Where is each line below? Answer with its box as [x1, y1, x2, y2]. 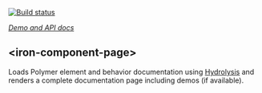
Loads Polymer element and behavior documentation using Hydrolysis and [8, 67, 255, 76]
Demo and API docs [8, 23, 75, 32]
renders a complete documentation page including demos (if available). [8, 76, 244, 85]
